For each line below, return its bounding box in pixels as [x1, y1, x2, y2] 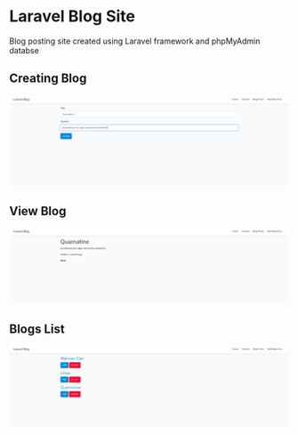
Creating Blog [9, 71, 87, 86]
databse [9, 44, 40, 55]
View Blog [9, 203, 67, 219]
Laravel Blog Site [9, 6, 136, 27]
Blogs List [9, 321, 65, 336]
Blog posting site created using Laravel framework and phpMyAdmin [9, 36, 261, 46]
